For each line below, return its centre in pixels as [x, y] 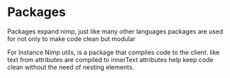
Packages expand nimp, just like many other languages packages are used [115, 31]
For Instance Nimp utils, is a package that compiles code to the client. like [114, 52]
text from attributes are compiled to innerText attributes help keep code [110, 59]
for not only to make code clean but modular [72, 38]
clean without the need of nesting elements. [71, 67]
